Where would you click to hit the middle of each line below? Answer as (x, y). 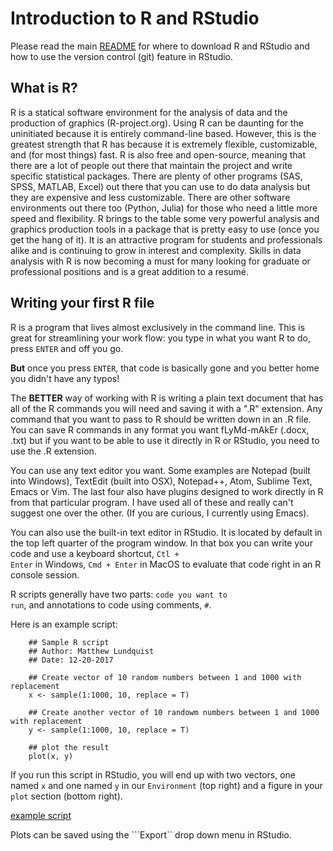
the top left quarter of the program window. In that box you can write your (161, 543)
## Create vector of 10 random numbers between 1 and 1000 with (165, 677)
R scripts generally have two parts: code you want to (119, 594)
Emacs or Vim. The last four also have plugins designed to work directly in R (167, 491)
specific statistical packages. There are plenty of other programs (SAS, (156, 176)
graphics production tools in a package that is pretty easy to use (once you (165, 229)
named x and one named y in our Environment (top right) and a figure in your (166, 785)
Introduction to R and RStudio (135, 18)
